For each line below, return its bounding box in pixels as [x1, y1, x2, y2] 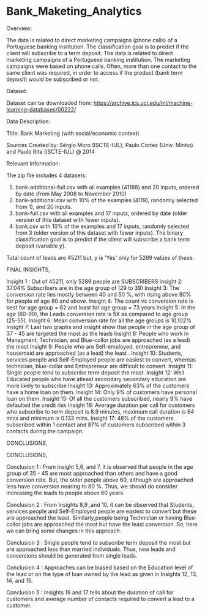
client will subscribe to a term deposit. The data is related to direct [6, 49, 173, 56]
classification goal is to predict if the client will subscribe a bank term [15, 235, 190, 243]
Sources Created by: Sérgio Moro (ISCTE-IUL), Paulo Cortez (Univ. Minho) [6, 141, 194, 148]
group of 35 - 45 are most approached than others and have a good [6, 469, 177, 477]
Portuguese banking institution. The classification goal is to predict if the [6, 43, 189, 50]
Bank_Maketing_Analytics [6, 4, 142, 18]
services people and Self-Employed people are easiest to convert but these [6, 507, 197, 515]
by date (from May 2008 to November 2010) [15, 190, 127, 197]
